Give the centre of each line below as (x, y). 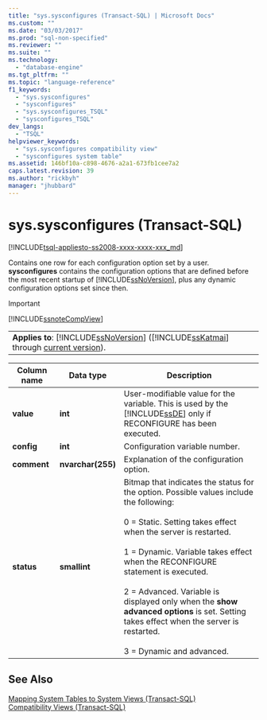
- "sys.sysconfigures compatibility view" (87, 149)
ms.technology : (33, 60)
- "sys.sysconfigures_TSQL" (62, 112)
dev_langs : (26, 126)
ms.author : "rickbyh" (44, 179)
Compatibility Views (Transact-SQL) (67, 707)
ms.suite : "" (30, 53)
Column (32, 370)
